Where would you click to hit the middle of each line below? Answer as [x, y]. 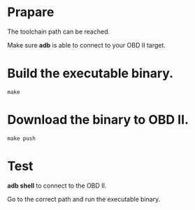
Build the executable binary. [90, 73]
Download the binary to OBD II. [98, 120]
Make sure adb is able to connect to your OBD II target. [87, 45]
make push [22, 138]
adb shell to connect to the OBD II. [57, 185]
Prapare [31, 12]
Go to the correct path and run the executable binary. [84, 199]
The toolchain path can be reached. [59, 31]
